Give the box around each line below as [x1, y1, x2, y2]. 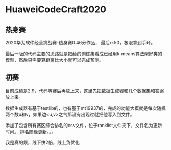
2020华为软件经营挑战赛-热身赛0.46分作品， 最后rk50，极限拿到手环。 [5, 40, 156, 45]
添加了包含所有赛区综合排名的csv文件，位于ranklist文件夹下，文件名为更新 [5, 122, 162, 128]
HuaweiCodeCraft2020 [5, 4, 106, 15]
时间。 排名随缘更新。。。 [5, 129, 56, 135]
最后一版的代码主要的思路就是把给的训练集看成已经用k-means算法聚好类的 [5, 51, 162, 57]
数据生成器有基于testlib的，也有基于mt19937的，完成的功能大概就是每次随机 [5, 105, 166, 111]
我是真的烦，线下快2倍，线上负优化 [5, 139, 80, 145]
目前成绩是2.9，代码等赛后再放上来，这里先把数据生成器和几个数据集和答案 [5, 88, 164, 94]
